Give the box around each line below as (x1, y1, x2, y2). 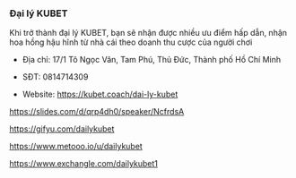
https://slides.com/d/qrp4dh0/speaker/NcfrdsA (9, 106, 185, 117)
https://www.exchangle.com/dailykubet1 (9, 158, 159, 169)
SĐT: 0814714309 (22, 72, 89, 82)
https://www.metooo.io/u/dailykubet (9, 141, 144, 152)
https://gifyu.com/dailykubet (9, 123, 115, 134)
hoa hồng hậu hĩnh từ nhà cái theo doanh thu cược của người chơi (9, 37, 253, 47)
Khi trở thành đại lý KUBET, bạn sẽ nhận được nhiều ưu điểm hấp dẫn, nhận (9, 28, 288, 38)
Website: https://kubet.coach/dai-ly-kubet (22, 89, 178, 100)
